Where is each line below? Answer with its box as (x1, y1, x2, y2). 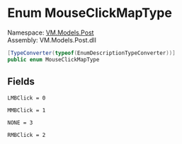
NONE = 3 (7, 119, 33, 126)
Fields (7, 76, 35, 88)
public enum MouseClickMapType (7, 56, 100, 63)
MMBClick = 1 (7, 107, 46, 114)
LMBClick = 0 (7, 94, 46, 102)
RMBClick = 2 (7, 131, 46, 138)
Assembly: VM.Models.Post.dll (7, 35, 97, 44)
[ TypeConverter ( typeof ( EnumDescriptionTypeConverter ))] (7, 49, 176, 56)
